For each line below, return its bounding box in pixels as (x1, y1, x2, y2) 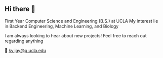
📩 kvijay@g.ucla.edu (4, 47, 46, 53)
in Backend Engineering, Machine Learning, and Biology (4, 23, 119, 29)
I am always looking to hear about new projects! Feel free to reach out (4, 32, 147, 38)
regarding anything (4, 38, 43, 44)
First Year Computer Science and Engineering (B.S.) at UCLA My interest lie (4, 18, 159, 24)
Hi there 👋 (4, 5, 36, 13)
